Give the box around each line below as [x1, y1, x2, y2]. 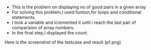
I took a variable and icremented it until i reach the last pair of [11, 19, 136, 25]
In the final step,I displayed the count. [11, 30, 88, 35]
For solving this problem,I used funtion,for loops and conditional [11, 9, 142, 15]
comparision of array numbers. [11, 25, 75, 31]
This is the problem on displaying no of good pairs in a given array [11, 4, 146, 10]
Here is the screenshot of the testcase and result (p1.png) [4, 39, 121, 45]
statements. [11, 15, 36, 20]
